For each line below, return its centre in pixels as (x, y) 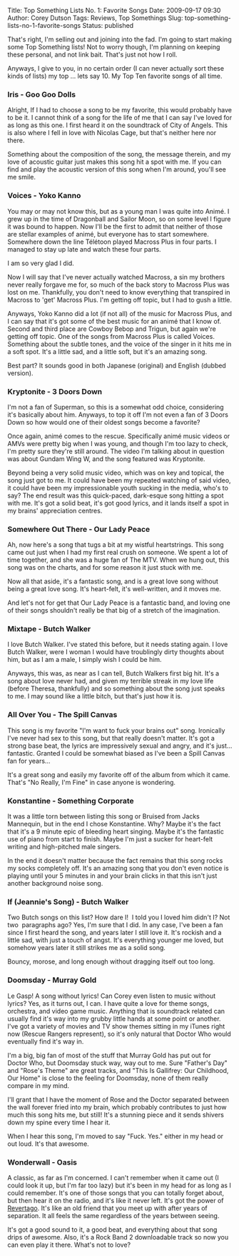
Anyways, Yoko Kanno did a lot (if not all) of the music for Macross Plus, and (120, 313)
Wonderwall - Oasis (42, 1162)
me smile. (21, 177)
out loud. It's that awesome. (48, 1144)
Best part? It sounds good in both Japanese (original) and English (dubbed (117, 365)
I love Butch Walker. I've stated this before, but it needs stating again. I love (118, 644)
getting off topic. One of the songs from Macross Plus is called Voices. (111, 336)
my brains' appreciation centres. (55, 510)
